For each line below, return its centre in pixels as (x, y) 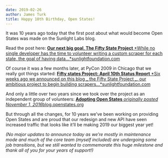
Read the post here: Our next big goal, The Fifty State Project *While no (80, 48)
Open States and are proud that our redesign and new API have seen (76, 120)
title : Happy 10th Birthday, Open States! (50, 19)
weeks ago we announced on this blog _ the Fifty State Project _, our (76, 79)
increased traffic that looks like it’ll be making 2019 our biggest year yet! (80, 125)
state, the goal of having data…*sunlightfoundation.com (63, 59)
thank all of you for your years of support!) (50, 151)
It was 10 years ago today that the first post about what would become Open (84, 33)
